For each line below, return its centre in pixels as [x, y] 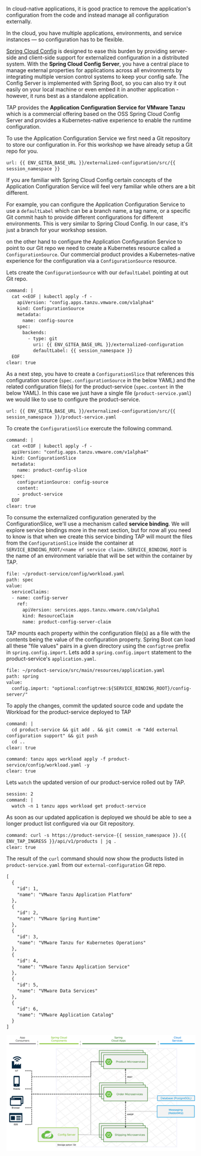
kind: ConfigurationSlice [44, 458]
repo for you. [22, 151]
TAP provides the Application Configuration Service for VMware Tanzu [96, 107]
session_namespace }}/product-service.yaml [61, 417]
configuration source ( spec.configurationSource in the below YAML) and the [101, 380]
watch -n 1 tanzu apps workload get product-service [79, 806]
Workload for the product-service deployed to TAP [69, 712]
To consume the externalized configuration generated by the [81, 517]
